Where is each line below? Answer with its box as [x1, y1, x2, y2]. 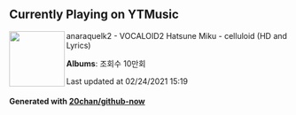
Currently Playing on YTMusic [9, 7, 179, 22]
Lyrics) [66, 40, 91, 50]
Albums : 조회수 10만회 [66, 57, 146, 69]
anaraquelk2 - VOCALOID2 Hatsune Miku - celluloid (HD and [66, 30, 288, 41]
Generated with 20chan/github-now [9, 96, 146, 107]
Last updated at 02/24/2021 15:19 [66, 75, 189, 87]
